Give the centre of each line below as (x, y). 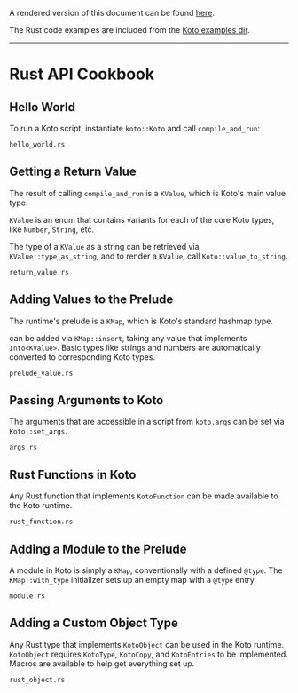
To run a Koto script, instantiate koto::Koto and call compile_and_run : (134, 128)
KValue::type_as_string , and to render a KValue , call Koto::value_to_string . (149, 256)
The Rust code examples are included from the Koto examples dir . (129, 30)
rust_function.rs (41, 522)
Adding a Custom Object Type (94, 623)
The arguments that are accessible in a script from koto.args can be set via (147, 422)
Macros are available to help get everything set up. (102, 663)
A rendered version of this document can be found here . (112, 13)
